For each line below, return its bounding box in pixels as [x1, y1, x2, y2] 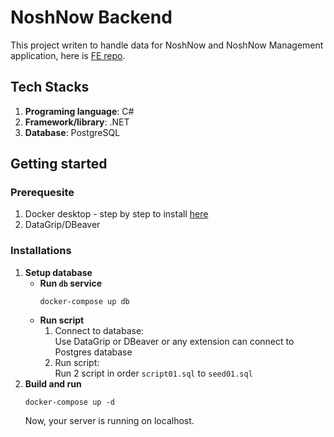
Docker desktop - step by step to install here [24, 208, 209, 220]
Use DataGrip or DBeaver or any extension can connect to [54, 335, 295, 347]
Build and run [24, 377, 82, 390]
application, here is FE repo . [10, 49, 126, 61]
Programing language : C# [24, 105, 135, 117]
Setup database [24, 266, 93, 278]
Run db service [39, 277, 103, 289]
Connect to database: [54, 324, 145, 336]
